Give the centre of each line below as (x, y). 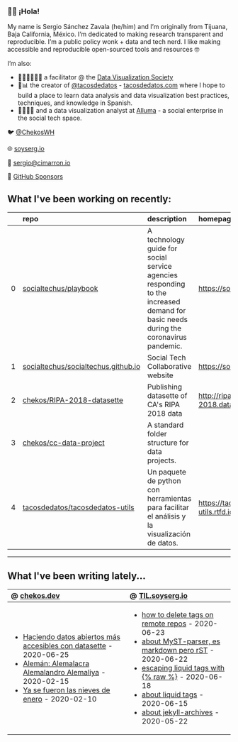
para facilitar (168, 508)
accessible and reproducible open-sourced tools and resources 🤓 (103, 50)
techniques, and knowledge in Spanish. (75, 103)
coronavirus (167, 338)
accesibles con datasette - (68, 646)
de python (164, 481)
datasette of (167, 396)
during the (164, 328)
